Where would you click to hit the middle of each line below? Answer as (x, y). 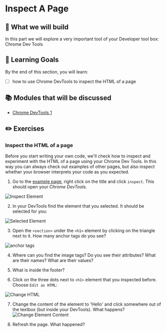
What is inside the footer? (38, 270)
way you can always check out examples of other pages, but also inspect (80, 166)
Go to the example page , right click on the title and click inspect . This (83, 181)
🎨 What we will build (37, 27)
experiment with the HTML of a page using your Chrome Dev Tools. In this (81, 162)
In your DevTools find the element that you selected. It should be (78, 206)
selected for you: (29, 211)
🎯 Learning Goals (32, 60)
